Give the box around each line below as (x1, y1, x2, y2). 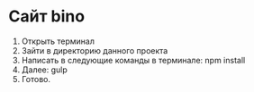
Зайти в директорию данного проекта (21, 45, 168, 55)
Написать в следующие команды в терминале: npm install (21, 54, 246, 65)
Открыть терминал (21, 36, 95, 46)
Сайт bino (8, 6, 86, 27)
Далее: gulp (21, 64, 68, 75)
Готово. (21, 73, 51, 84)
